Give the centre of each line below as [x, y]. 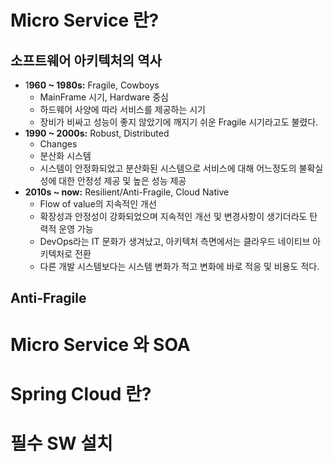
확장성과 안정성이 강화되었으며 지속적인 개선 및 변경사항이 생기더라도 [173, 216]
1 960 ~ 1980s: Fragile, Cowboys [92, 85]
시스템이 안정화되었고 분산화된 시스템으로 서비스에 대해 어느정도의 [168, 168]
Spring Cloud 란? [81, 393]
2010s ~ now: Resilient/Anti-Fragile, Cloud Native [127, 192]
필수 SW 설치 [61, 443]
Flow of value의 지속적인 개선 [98, 204]
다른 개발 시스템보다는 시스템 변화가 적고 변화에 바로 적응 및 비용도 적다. [179, 266]
